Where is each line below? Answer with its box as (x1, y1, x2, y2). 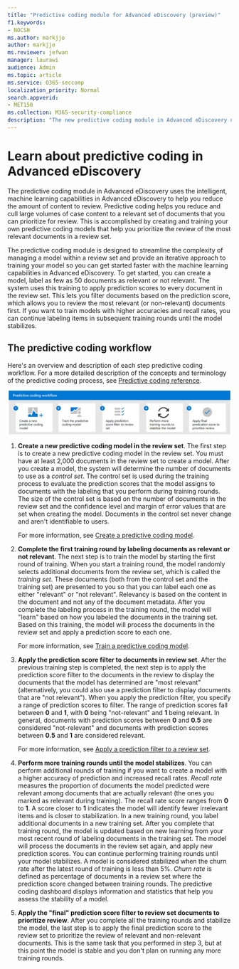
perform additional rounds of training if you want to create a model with (17, 766, 228, 775)
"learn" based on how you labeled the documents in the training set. (17, 613, 218, 622)
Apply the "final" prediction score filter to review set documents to (17, 909, 220, 917)
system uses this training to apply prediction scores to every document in (7, 283, 223, 292)
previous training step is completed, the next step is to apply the (17, 663, 206, 672)
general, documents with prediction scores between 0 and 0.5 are (17, 716, 213, 725)
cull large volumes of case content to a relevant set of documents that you (7, 209, 225, 218)
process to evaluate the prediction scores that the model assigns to (17, 480, 216, 488)
